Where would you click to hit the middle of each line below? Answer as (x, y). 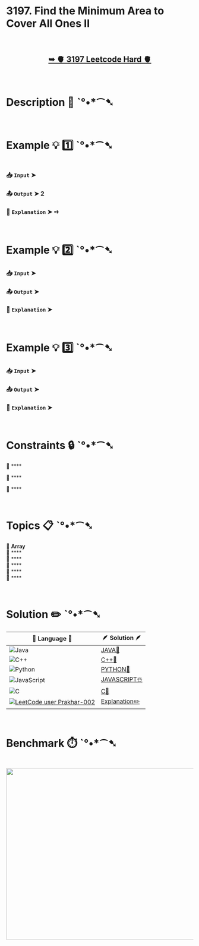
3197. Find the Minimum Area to (85, 11)
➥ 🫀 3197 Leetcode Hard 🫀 (100, 60)
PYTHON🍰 (116, 669)
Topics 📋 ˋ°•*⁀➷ (50, 526)
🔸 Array (16, 546)
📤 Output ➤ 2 (25, 194)
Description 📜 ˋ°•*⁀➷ (60, 102)
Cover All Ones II (48, 23)
